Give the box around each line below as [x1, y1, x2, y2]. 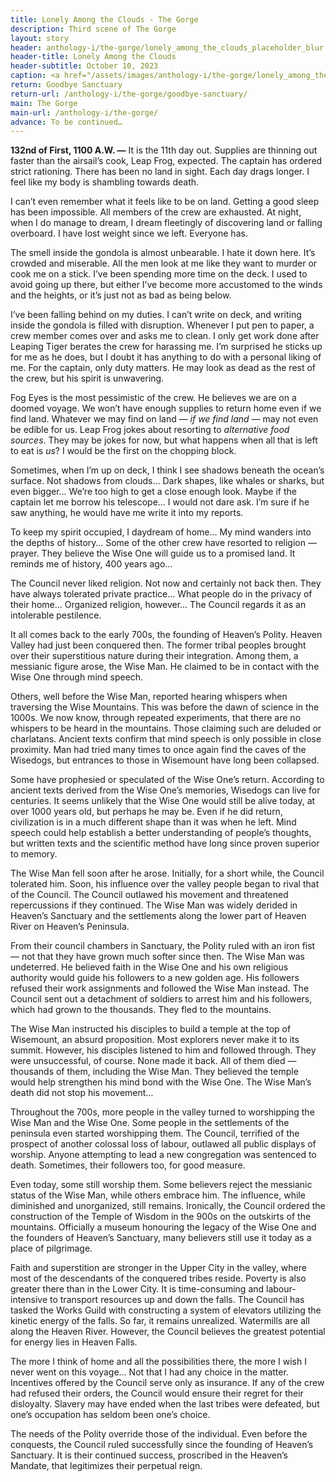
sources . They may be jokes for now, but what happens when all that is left [10, 434, 318, 446]
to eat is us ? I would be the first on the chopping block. [10, 445, 237, 457]
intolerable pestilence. [10, 609, 102, 621]
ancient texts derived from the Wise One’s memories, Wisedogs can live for [10, 784, 321, 796]
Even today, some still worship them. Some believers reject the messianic [10, 1179, 313, 1191]
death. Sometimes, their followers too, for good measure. [10, 1159, 246, 1171]
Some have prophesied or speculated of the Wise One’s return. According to [10, 774, 325, 786]
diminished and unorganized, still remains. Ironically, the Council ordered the [10, 1200, 326, 1212]
